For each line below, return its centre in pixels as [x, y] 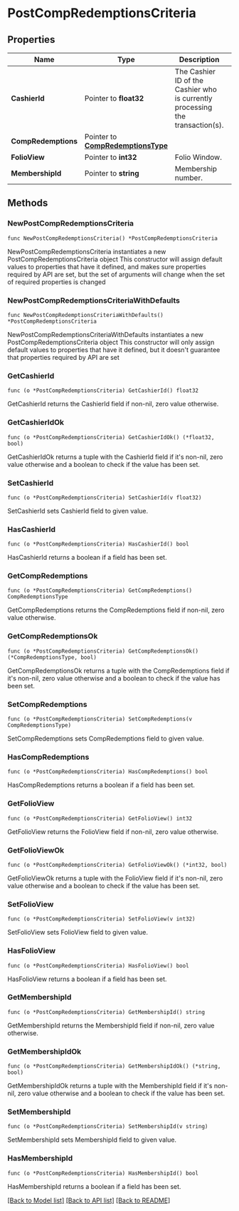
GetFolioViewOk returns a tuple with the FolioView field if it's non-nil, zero [115, 878]
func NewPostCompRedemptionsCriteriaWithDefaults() [85, 315]
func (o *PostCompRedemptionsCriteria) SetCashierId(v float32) [105, 498]
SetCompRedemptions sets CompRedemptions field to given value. [106, 739]
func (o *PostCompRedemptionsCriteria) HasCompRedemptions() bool [108, 772]
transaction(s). [199, 125]
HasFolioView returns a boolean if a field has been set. [87, 979]
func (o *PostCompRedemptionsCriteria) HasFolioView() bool [99, 965]
